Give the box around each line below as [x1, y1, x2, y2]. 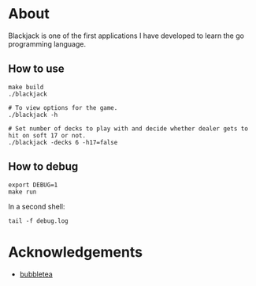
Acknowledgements [8, 243, 143, 261]
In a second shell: [8, 201, 65, 211]
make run [8, 187, 37, 196]
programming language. [8, 39, 87, 48]
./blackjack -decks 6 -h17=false [8, 138, 118, 146]
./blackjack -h [8, 111, 58, 119]
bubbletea [19, 269, 53, 279]
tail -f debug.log [8, 216, 69, 225]
